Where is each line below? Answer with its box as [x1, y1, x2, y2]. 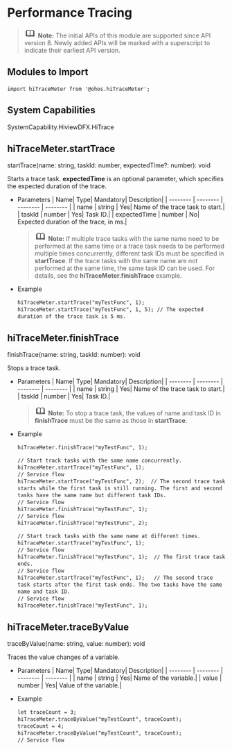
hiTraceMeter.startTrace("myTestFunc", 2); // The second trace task [17, 478, 226, 485]
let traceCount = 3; [17, 709, 77, 716]
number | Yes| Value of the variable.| [17, 681, 122, 689]
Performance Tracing [7, 5, 133, 21]
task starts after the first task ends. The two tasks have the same [17, 581, 223, 588]
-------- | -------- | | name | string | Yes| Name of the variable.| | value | [17, 674, 222, 682]
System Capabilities [7, 104, 96, 116]
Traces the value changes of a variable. [7, 653, 120, 661]
